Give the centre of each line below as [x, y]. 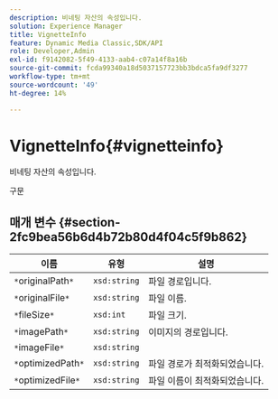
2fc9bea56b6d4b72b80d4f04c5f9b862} [129, 237]
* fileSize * [34, 315]
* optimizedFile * [47, 380]
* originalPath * [44, 281]
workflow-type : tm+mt [50, 77]
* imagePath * [42, 332]
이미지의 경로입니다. [188, 332]
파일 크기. [167, 315]
